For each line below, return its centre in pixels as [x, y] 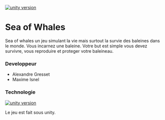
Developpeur [21, 63]
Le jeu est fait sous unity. [30, 112]
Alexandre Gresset [31, 74]
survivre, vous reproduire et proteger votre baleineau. [59, 51]
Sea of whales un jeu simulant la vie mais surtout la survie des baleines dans [83, 40]
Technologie [20, 92]
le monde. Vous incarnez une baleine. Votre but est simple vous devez [76, 46]
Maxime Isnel [26, 80]
